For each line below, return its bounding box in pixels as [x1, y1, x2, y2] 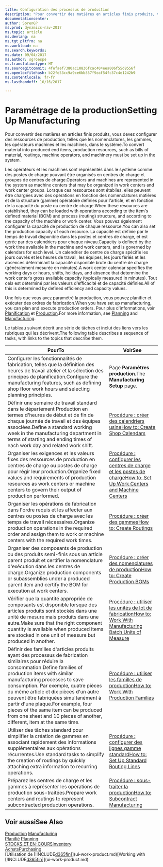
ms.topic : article [5, 30, 42, 35]
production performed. [7, 492, 60, 499]
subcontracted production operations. [7, 801, 94, 808]
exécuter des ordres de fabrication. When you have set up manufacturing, [5, 300, 152, 306]
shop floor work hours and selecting [7, 385, 90, 392]
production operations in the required [7, 524, 93, 531]
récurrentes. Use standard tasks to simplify [7, 751, 104, 758]
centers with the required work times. [7, 537, 93, 543]
